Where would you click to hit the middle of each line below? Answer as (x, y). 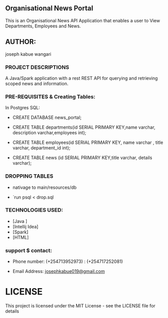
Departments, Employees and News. (43, 26)
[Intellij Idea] (25, 226)
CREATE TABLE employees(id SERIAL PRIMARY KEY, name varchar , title (88, 143)
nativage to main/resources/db (44, 187)
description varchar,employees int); (49, 133)
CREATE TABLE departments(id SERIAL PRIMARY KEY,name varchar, (84, 127)
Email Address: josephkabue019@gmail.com (59, 271)
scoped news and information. (37, 84)
